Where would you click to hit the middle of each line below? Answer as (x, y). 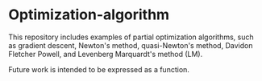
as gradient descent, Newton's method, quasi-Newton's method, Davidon (131, 45)
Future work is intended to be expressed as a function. (99, 69)
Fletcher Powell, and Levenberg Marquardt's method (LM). (106, 54)
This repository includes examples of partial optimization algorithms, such (131, 37)
